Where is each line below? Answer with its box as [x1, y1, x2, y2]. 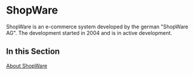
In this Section [6, 47, 60, 57]
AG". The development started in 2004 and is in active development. [6, 29, 172, 36]
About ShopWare [6, 62, 48, 69]
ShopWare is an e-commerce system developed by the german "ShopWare [6, 23, 189, 30]
